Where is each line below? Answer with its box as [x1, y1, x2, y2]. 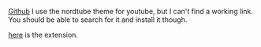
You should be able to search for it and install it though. [8, 15, 188, 24]
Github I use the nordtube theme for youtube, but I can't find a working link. [8, 7, 254, 16]
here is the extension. [8, 31, 79, 39]
